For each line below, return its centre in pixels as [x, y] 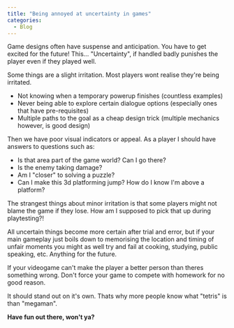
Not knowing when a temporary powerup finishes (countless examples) [120, 96]
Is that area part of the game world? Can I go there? [92, 160]
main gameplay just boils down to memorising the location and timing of [111, 239]
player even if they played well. [52, 62]
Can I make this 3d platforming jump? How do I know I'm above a [111, 183]
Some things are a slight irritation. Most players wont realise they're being [114, 75]
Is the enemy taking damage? [60, 168]
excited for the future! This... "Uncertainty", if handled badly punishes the [113, 54]
